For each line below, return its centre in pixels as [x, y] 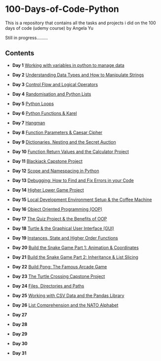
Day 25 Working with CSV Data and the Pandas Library [68, 295]
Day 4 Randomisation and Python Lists [52, 94]
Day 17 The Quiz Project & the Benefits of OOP [60, 218]
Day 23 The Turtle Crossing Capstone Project [59, 276]
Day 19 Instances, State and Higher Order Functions [65, 238]
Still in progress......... [27, 38]
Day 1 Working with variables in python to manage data [68, 65]
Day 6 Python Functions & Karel [45, 113]
